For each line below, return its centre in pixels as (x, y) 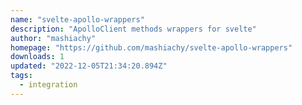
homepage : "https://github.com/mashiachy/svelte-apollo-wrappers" (151, 47)
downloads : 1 (37, 57)
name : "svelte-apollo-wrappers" (77, 19)
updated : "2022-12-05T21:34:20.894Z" (89, 66)
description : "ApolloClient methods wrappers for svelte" (133, 29)
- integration (48, 85)
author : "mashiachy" (53, 38)
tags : (21, 76)
